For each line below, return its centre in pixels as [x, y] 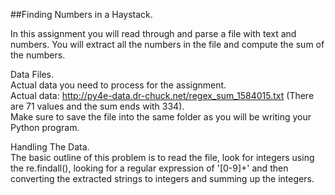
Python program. [45, 127]
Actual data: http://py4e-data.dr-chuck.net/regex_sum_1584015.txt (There [162, 95]
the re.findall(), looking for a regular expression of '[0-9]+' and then [149, 168]
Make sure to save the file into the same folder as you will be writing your [161, 117]
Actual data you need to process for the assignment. [118, 85]
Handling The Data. [50, 147]
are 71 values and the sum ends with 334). [97, 106]
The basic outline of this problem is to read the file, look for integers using [162, 157]
